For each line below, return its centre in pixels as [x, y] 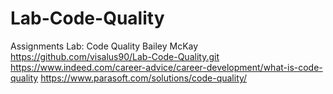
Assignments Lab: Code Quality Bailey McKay [104, 46]
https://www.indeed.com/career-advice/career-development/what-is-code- [166, 67]
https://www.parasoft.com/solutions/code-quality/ [144, 78]
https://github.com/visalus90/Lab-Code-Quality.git [115, 56]
